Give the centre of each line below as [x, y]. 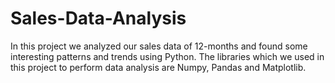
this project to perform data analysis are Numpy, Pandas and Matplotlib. [158, 67]
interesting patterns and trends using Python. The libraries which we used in [167, 56]
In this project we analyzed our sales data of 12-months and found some [159, 46]
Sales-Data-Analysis [98, 18]
